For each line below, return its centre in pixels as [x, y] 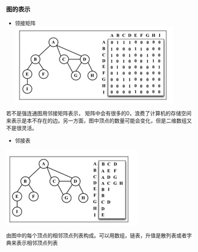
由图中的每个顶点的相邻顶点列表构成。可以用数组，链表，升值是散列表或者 [96, 236]
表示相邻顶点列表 [37, 243]
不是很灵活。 [22, 128]
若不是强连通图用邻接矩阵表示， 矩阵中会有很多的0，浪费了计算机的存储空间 [99, 114]
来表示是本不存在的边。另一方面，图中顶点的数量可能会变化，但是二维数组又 [99, 121]
